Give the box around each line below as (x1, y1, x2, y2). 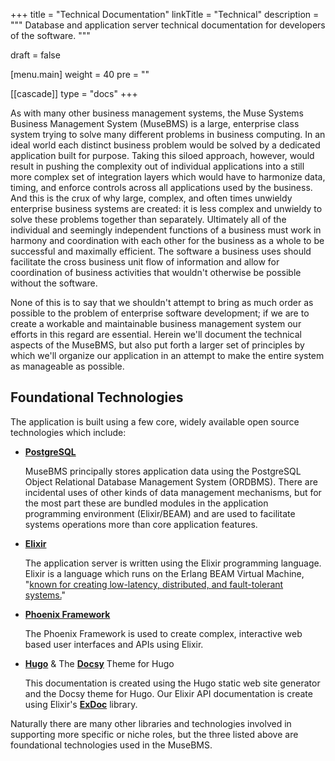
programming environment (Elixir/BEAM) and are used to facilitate (24, 507, 296, 519)
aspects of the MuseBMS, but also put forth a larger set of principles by (10, 339, 305, 351)
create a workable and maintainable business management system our (10, 318, 302, 329)
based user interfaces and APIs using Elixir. (24, 638, 204, 650)
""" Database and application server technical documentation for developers (10, 19, 326, 31)
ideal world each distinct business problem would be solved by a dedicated (10, 139, 321, 151)
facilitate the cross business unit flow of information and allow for (10, 256, 280, 268)
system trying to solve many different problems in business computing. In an (10, 129, 326, 140)
